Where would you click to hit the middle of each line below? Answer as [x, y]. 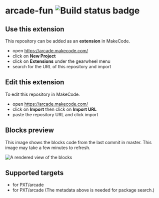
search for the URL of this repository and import [62, 67]
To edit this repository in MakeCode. [42, 94]
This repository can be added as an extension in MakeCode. [68, 41]
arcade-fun [29, 11]
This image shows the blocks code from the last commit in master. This [78, 142]
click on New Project [34, 56]
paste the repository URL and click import [55, 114]
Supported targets [34, 173]
